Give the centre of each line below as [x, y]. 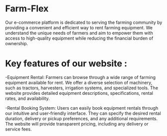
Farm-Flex [27, 9]
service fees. [18, 129]
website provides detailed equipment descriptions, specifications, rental [79, 93]
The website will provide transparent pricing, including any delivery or [77, 124]
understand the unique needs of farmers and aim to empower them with [79, 33]
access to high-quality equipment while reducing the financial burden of [79, 38]
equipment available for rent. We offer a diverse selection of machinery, [79, 82]
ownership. [17, 43]
